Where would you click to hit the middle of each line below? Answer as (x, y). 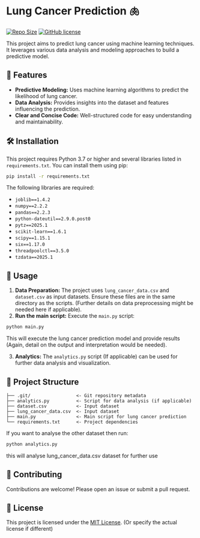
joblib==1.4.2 (32, 200)
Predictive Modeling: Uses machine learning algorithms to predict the (102, 90)
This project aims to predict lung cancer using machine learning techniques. (100, 43)
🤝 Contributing (34, 475)
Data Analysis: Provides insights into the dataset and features (92, 102)
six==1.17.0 (30, 245)
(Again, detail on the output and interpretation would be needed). (86, 345)
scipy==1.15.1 (32, 238)
